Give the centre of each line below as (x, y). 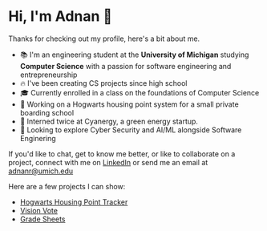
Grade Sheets (42, 219)
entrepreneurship (49, 75)
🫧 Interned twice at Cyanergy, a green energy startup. (109, 121)
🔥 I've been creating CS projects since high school (103, 83)
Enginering (38, 138)
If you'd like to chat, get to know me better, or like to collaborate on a (122, 154)
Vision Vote (39, 210)
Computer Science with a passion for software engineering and (125, 66)
